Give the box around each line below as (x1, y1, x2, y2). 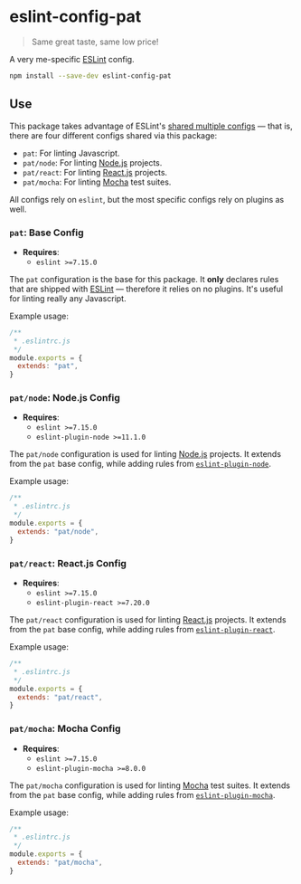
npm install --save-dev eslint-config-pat (9, 71, 172, 81)
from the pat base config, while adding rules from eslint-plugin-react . (9, 624, 276, 635)
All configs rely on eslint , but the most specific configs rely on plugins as (9, 194, 285, 204)
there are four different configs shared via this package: (9, 129, 218, 141)
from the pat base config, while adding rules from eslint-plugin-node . (9, 459, 272, 470)
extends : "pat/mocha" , (17, 858, 103, 868)
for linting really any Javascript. (9, 292, 127, 304)
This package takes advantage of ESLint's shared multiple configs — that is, (9, 120, 293, 131)
